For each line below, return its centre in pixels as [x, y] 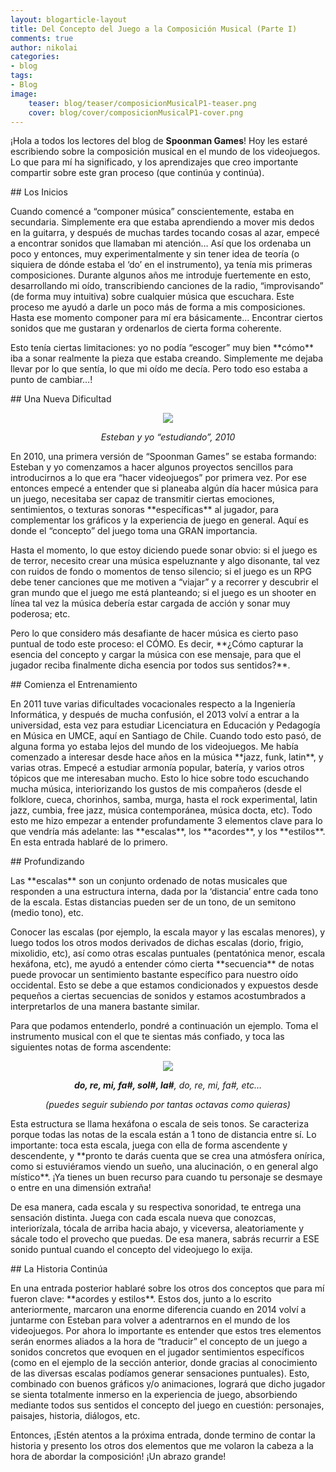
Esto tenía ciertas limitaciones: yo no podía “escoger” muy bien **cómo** [162, 348]
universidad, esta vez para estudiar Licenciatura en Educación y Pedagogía [165, 725]
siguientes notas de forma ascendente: [91, 1047]
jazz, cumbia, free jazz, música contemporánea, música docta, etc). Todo [161, 810]
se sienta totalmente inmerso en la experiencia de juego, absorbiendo [154, 1395]
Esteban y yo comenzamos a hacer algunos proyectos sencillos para [152, 467]
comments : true [42, 38]
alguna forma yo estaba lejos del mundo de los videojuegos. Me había [154, 747]
